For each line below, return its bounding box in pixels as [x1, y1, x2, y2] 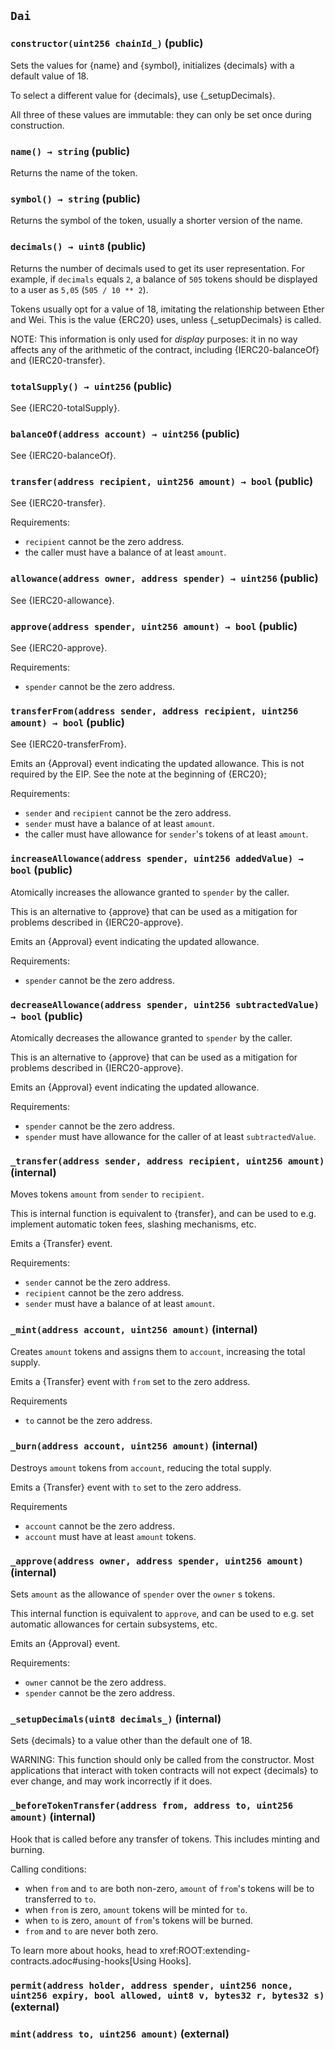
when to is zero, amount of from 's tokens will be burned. [24, 1914, 254, 1926]
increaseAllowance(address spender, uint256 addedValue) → [10, 853, 304, 865]
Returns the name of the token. [10, 166, 138, 179]
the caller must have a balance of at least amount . [24, 546, 227, 559]
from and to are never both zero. [24, 1925, 159, 1937]
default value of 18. [10, 70, 89, 82]
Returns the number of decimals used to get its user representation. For [10, 262, 305, 274]
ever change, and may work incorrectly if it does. [10, 1775, 213, 1787]
